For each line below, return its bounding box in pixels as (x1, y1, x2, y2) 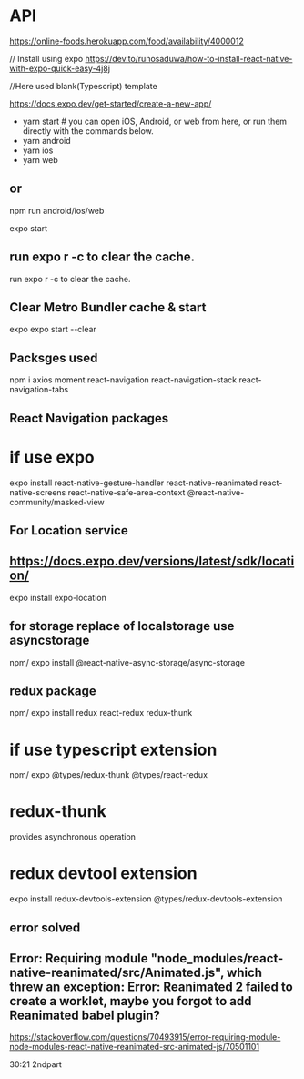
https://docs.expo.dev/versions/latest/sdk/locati (9, 554, 295, 569)
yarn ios (22, 145, 54, 156)
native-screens (9, 486, 66, 497)
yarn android (22, 135, 71, 146)
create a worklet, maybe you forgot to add (9, 993, 252, 1009)
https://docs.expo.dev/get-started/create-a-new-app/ (9, 97, 212, 109)
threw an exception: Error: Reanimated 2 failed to (9, 979, 293, 994)
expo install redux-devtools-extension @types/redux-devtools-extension (9, 893, 283, 904)
